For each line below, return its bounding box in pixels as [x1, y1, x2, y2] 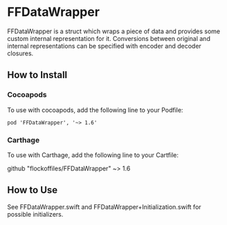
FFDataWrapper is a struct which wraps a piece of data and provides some [7, 27, 220, 35]
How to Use [7, 184, 58, 196]
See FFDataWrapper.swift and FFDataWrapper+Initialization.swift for [7, 202, 202, 211]
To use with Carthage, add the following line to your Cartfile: [7, 150, 179, 159]
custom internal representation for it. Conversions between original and [7, 34, 211, 42]
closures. [7, 49, 34, 57]
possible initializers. [7, 210, 64, 218]
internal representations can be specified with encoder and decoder [7, 42, 202, 50]
